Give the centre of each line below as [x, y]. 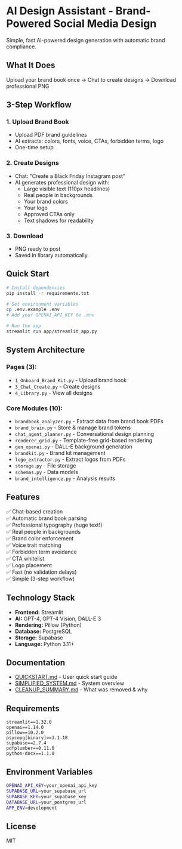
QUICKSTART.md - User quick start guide [66, 677]
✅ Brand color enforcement [40, 538]
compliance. [21, 47]
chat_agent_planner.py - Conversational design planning [84, 433]
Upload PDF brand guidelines [51, 135]
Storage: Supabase [39, 638]
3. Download [25, 236]
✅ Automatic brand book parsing [47, 518]
